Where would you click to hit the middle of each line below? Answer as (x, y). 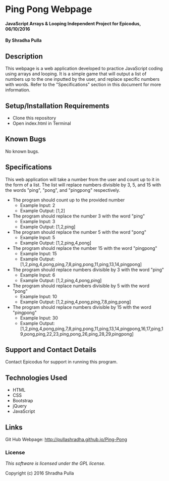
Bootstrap (23, 401)
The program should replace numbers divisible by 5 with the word (81, 286)
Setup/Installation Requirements (57, 106)
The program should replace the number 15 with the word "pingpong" (85, 248)
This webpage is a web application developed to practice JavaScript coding (84, 69)
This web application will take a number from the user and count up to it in (82, 179)
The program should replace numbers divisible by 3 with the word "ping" (88, 270)
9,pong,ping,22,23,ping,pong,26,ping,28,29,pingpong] (77, 334)
